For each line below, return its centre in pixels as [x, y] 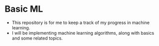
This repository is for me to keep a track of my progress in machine [81, 23]
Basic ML [24, 9]
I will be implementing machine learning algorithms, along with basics [83, 33]
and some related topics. [37, 38]
